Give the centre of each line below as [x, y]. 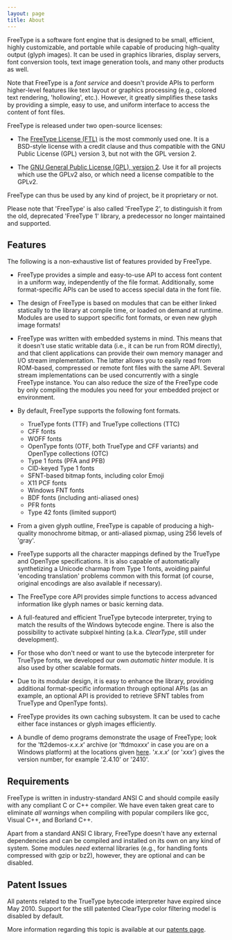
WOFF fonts [45, 439]
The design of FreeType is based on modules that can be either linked [117, 303]
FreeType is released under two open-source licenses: [85, 125]
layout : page [26, 13]
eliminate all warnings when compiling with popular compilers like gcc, [108, 813]
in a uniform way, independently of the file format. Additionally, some [116, 282]
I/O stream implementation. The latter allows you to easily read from [114, 361]
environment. [36, 397]
